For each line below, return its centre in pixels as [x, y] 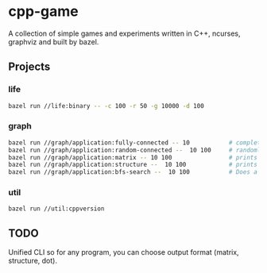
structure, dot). [33, 261]
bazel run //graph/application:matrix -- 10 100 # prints [133, 157]
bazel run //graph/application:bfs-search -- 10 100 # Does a [133, 172]
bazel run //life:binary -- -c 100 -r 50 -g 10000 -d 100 [106, 106]
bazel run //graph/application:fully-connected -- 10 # [120, 142]
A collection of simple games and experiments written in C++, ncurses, [124, 33]
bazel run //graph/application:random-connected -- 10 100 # [120, 150]
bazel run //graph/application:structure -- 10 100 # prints [133, 165]
